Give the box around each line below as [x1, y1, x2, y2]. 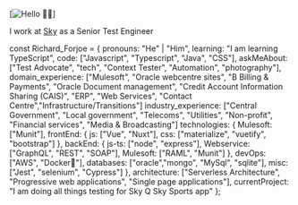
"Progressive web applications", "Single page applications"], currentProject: [9, 176, 289, 187]
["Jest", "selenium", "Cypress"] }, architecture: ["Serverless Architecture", [9, 167, 280, 177]
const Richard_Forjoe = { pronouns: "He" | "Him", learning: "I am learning [9, 43, 278, 54]
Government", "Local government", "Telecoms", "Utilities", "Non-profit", [9, 110, 273, 120]
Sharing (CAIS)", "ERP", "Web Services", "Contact [9, 90, 192, 101]
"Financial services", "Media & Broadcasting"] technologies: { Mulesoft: [9, 119, 273, 130]
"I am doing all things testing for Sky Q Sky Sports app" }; [9, 186, 221, 196]
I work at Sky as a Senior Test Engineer [9, 26, 154, 36]
